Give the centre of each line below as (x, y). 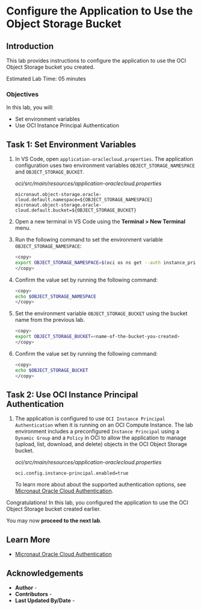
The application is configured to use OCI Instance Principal (90, 419)
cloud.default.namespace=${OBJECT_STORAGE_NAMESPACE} (84, 200)
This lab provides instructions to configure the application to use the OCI (96, 61)
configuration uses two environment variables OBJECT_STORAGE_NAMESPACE (105, 165)
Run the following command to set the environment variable (89, 240)
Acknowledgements (45, 573)
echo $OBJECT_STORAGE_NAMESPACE (55, 297)
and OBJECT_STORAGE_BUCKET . (49, 172)
